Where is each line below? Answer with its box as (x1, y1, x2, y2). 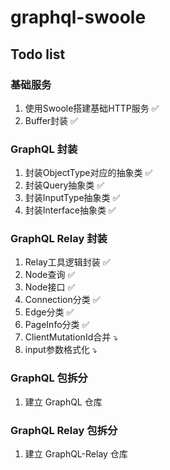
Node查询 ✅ (24, 269, 76, 281)
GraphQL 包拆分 (10, 371, 88, 385)
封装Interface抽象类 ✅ (24, 204, 117, 216)
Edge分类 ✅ (24, 306, 75, 318)
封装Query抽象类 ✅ (24, 179, 105, 191)
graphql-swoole (10, 6, 147, 29)
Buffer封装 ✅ (24, 114, 78, 126)
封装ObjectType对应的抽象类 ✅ (24, 167, 153, 179)
